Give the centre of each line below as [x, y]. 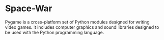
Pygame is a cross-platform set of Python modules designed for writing [77, 22]
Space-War [29, 9]
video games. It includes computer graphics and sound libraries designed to [82, 27]
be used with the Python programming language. [55, 32]
